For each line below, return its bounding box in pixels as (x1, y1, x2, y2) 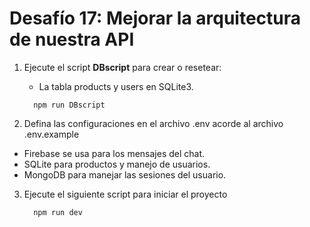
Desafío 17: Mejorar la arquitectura (9, 7, 302, 30)
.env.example (23, 128, 80, 140)
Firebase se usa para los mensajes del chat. (23, 147, 206, 159)
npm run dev (33, 207, 83, 217)
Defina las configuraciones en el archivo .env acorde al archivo (23, 117, 284, 129)
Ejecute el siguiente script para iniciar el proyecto (23, 188, 228, 200)
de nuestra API (9, 28, 135, 51)
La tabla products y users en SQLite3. (38, 80, 194, 92)
